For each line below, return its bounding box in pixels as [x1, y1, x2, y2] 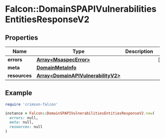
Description [125, 48, 153, 55]
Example [5, 89, 32, 97]
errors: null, [9, 115, 38, 120]
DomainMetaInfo [36, 64, 77, 71]
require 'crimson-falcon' [5, 102, 58, 107]
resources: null [9, 124, 43, 130]
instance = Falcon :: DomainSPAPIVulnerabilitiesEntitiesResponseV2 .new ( [5, 110, 155, 116]
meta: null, [9, 120, 34, 125]
